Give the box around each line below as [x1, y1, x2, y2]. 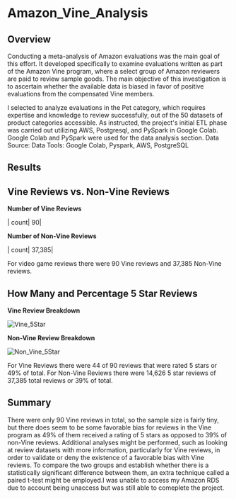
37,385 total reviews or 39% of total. [7, 376, 113, 385]
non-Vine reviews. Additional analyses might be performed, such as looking [7, 438, 228, 447]
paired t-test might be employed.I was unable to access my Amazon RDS [7, 476, 220, 484]
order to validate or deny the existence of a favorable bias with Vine [7, 453, 205, 461]
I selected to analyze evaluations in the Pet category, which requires [7, 103, 206, 111]
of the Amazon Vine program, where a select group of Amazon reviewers [7, 67, 220, 75]
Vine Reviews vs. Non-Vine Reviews [7, 186, 170, 198]
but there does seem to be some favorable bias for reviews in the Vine [7, 423, 212, 432]
